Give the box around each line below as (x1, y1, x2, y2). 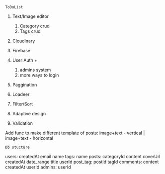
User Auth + (12, 57, 37, 63)
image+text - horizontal (5, 135, 54, 141)
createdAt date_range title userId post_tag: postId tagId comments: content (5, 159, 159, 165)
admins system (19, 67, 51, 73)
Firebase (12, 48, 31, 53)
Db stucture (5, 145, 30, 150)
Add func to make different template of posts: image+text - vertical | (5, 130, 145, 136)
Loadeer (12, 91, 30, 97)
